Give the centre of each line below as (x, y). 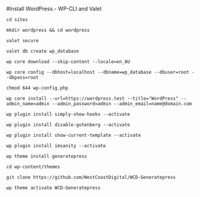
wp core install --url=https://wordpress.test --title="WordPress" (92, 98)
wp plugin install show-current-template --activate (74, 135)
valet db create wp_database (43, 51)
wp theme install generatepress (47, 156)
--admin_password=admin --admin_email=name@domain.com (122, 104)
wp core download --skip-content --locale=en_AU (68, 62)
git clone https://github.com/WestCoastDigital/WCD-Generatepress (91, 177)
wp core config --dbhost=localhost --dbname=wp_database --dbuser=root (98, 72)
